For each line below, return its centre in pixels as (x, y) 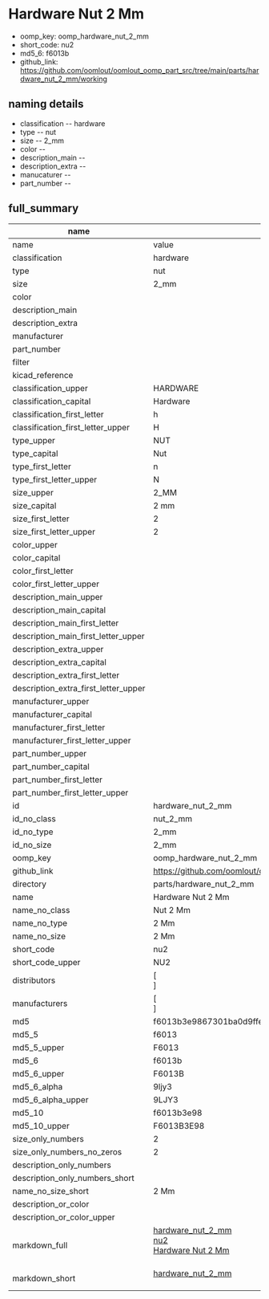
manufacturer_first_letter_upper (72, 740)
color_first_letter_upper (56, 584)
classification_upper (50, 388)
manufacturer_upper (51, 701)
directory (29, 884)
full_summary (44, 208)
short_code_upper (46, 962)
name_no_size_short (51, 1191)
